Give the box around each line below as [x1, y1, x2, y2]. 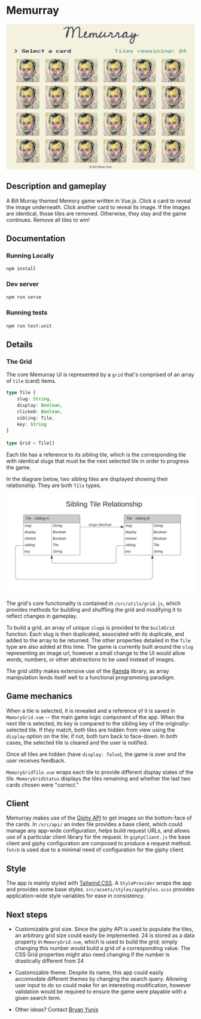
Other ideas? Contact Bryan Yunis [14, 1006, 99, 1013]
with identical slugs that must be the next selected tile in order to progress [6, 458, 190, 465]
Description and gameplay [6, 181, 106, 192]
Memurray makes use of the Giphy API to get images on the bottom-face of [6, 814, 193, 821]
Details [6, 339, 33, 349]
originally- [165, 719, 190, 727]
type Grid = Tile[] [6, 440, 55, 446]
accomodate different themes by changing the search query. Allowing [14, 975, 187, 982]
